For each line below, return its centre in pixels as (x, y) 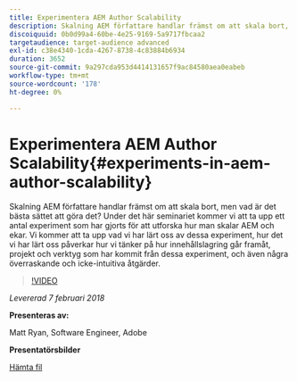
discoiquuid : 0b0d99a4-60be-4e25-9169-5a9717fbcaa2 (107, 34)
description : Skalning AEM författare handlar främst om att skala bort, (149, 26)
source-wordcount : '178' (55, 84)
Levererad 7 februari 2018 (57, 298)
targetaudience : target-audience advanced (89, 42)
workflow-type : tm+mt (49, 76)
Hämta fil (26, 368)
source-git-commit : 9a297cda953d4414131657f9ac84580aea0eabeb (127, 68)
